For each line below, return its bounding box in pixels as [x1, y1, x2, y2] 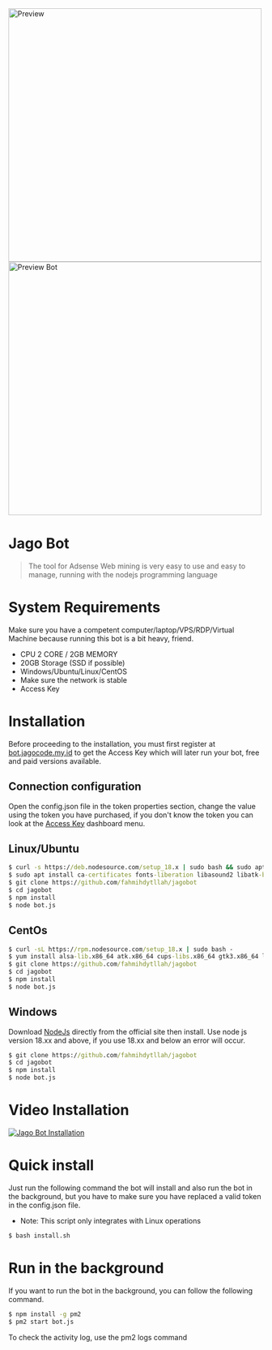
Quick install [8, 1156, 95, 1175]
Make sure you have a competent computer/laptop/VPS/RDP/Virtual [8, 624, 235, 635]
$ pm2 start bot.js [8, 1318, 74, 1326]
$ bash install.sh [8, 1232, 70, 1240]
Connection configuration [8, 780, 142, 794]
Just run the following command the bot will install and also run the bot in [8, 1183, 253, 1193]
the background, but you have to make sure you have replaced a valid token [8, 1191, 261, 1201]
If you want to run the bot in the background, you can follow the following [8, 1285, 253, 1296]
